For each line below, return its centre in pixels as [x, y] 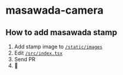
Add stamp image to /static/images [58, 46]
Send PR [25, 59]
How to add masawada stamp [61, 32]
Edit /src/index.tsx [38, 53]
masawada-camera [55, 10]
